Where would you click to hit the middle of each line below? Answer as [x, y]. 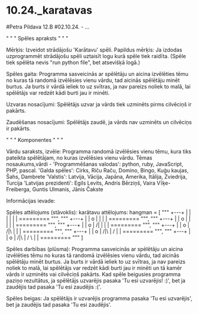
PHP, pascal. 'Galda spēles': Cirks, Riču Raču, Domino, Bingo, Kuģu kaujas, [98, 170]
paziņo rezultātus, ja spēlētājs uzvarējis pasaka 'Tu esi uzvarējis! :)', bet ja [96, 280]
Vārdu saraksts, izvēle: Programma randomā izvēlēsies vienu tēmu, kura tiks [99, 151]
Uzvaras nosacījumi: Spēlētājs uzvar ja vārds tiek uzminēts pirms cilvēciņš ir [99, 104]
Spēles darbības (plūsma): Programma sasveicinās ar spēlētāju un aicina [95, 249]
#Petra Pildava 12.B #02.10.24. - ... [48, 27]
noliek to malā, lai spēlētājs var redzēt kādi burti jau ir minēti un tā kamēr [94, 268]
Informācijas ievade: [31, 201]
